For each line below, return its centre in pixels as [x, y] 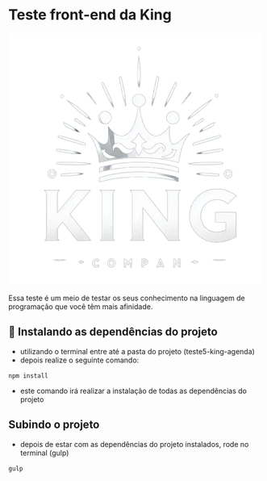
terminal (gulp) [44, 453]
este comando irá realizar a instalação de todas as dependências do [133, 391]
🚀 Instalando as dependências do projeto [113, 332]
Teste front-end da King [90, 15]
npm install [28, 376]
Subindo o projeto [54, 425]
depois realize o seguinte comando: [79, 360]
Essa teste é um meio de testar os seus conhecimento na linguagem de [127, 298]
